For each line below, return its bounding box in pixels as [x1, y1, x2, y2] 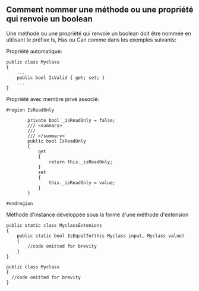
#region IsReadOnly [6, 107, 55, 113]
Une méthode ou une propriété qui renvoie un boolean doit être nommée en [6, 30, 191, 37]
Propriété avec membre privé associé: [6, 95, 99, 103]
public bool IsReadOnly [27, 138, 86, 144]
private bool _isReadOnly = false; [27, 117, 116, 124]
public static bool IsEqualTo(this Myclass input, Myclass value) [17, 233, 185, 239]
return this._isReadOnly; [48, 159, 113, 165]
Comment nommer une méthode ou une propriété [6, 5, 194, 15]
